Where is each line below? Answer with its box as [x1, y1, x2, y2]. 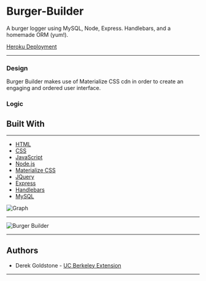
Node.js [15, 160, 36, 167]
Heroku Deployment [6, 43, 57, 50]
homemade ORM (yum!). [6, 31, 69, 38]
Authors [6, 245, 39, 256]
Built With [6, 118, 45, 129]
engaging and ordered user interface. [6, 84, 101, 92]
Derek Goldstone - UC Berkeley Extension [15, 261, 121, 269]
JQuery [15, 173, 35, 180]
